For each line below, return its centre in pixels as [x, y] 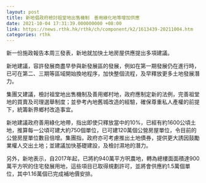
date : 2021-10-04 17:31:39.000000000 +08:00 [64, 23]
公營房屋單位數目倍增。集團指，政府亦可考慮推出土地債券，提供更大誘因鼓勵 [103, 138]
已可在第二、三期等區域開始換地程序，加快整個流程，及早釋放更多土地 [95, 73]
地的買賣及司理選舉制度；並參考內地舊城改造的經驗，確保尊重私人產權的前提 [103, 102]
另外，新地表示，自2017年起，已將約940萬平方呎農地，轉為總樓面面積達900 [103, 159]
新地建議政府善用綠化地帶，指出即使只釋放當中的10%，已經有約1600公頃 [99, 122]
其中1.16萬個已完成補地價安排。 [56, 174]
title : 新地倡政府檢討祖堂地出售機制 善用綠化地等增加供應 [73, 18]
